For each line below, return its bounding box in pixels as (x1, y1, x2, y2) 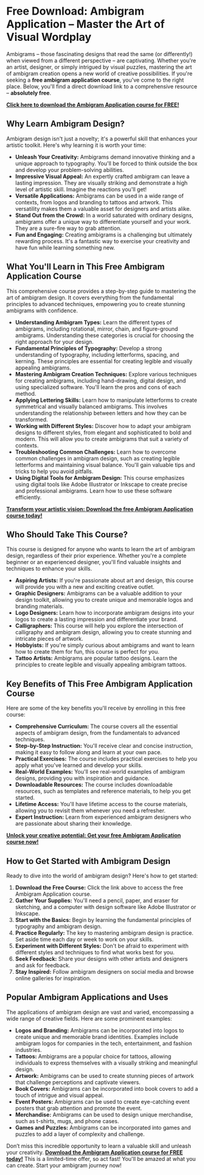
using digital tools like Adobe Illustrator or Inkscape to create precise (15, 480, 188, 488)
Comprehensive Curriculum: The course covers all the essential (15, 723, 178, 730)
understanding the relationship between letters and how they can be (15, 409, 187, 416)
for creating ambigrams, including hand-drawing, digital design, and (15, 377, 186, 384)
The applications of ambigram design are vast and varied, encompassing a (6, 1008, 194, 1016)
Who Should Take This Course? (6, 529, 128, 540)
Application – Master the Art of (6, 17, 165, 31)
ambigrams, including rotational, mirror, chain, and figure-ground (15, 325, 178, 332)
